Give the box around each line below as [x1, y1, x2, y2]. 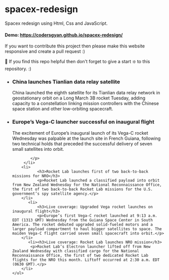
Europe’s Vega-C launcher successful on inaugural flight [12, 119, 155, 126]
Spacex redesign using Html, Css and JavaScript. [5, 20, 108, 26]
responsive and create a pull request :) [5, 48, 86, 54]
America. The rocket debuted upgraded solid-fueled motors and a [12, 222, 153, 227]
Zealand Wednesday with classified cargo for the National [12, 248, 140, 253]
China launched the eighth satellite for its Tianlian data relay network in [12, 90, 160, 96]
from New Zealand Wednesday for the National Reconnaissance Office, [12, 182, 162, 187]
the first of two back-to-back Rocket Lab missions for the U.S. [12, 187, 153, 192]
